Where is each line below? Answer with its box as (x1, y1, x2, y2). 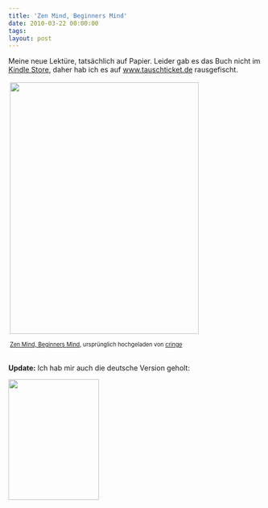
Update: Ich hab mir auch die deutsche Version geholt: (8, 363, 191, 373)
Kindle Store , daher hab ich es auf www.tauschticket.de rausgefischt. (8, 65, 239, 75)
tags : (8, 27, 27, 35)
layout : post (8, 34, 52, 43)
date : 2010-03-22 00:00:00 (8, 19, 99, 27)
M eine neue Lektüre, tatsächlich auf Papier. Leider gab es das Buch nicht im (8, 56, 261, 66)
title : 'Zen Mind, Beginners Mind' (8, 11, 128, 20)
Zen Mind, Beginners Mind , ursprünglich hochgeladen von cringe (10, 341, 183, 349)
